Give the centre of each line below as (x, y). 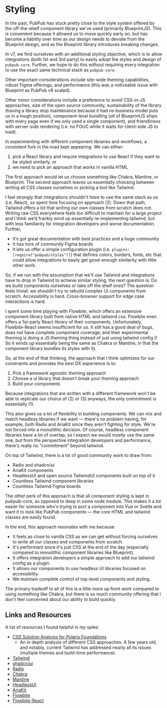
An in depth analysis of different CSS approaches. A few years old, (88, 642)
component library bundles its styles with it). (51, 348)
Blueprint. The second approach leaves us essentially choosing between (80, 182)
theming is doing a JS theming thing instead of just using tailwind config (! (81, 337)
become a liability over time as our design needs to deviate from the (75, 39)
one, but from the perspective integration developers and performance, (79, 440)
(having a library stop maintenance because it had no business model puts (82, 110)
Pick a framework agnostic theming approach (59, 373)
